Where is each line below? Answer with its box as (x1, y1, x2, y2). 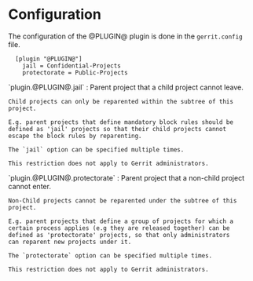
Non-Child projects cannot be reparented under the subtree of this (8, 196, 237, 205)
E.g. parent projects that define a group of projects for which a (8, 217, 234, 225)
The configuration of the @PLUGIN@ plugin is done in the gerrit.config (8, 31, 243, 41)
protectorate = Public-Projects (22, 68, 128, 76)
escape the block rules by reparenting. (8, 132, 143, 140)
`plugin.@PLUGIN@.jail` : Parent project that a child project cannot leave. (8, 82, 244, 92)
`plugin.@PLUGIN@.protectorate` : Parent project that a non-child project (8, 173, 245, 182)
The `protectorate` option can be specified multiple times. (8, 251, 213, 260)
